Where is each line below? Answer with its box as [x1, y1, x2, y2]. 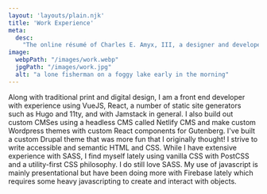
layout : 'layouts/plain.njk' [8, 11, 105, 20]
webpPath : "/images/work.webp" [15, 56, 119, 64]
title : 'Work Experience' [8, 19, 94, 27]
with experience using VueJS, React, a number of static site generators [8, 101, 242, 110]
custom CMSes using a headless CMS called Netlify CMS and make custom [8, 117, 257, 127]
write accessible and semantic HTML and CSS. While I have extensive [8, 143, 237, 152]
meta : [8, 26, 26, 34]
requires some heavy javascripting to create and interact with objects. [8, 176, 237, 186]
